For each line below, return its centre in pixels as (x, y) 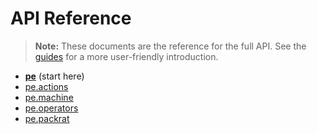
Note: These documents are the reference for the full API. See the (170, 46)
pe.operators (51, 108)
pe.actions (46, 86)
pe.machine (49, 97)
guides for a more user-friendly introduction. (126, 56)
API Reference (71, 18)
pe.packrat (47, 118)
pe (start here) (54, 76)
